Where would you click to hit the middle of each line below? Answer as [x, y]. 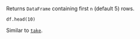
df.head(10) [21, 19]
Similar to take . [24, 30]
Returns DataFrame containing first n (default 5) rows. [70, 9]
